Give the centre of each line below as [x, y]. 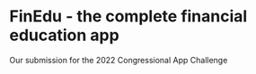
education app [64, 35]
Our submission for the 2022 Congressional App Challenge [119, 60]
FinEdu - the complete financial [128, 16]
